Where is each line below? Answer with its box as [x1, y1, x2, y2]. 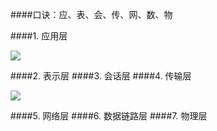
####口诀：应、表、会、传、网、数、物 [10, 9, 173, 20]
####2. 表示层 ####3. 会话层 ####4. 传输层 [10, 70, 192, 82]
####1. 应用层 [10, 30, 68, 42]
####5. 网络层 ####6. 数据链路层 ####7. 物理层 [10, 110, 208, 122]
